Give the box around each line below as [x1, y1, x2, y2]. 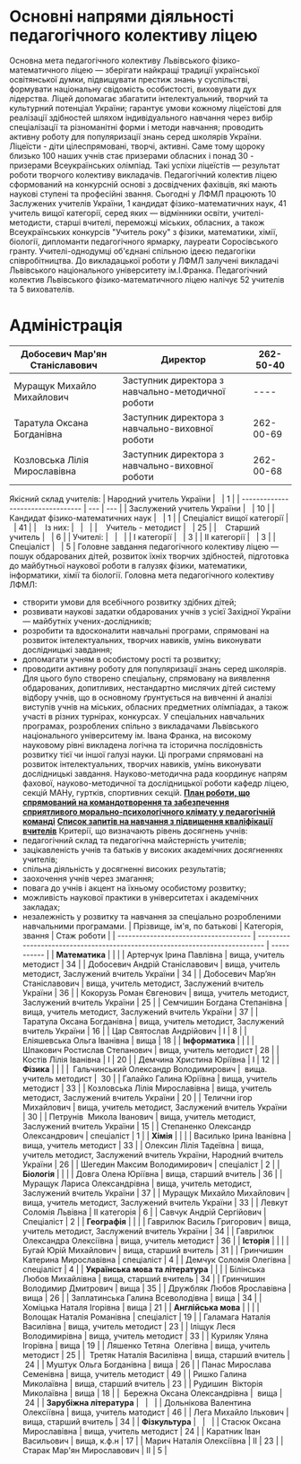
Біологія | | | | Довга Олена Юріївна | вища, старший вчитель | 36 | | [21, 1168, 283, 1179]
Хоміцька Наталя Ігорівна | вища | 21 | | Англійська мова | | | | [21, 1302, 260, 1312]
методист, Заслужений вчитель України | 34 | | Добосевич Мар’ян [21, 968, 276, 979]
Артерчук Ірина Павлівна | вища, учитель [126, 949, 285, 960]
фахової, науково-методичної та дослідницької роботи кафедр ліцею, [21, 778, 289, 789]
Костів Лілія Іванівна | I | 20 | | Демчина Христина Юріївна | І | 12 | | [21, 1054, 279, 1065]
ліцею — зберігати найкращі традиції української [70, 65, 260, 75]
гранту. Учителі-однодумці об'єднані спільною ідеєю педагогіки [9, 245, 256, 257]
